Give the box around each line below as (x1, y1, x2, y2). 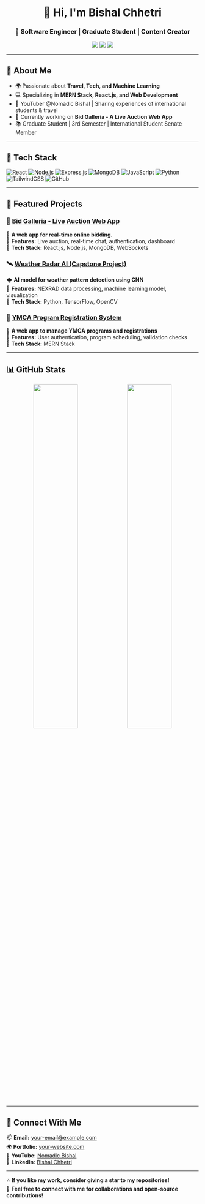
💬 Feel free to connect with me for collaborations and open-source (6, 1185, 179, 1193)
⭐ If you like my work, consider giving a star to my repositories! (6, 1176, 170, 1184)
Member (15, 129, 37, 137)
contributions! (6, 1192, 44, 1199)
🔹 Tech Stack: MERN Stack (6, 340, 75, 348)
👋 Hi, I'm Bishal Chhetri (43, 6, 162, 20)
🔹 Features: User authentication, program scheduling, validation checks (6, 334, 187, 341)
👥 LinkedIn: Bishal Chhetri (6, 1159, 72, 1166)
